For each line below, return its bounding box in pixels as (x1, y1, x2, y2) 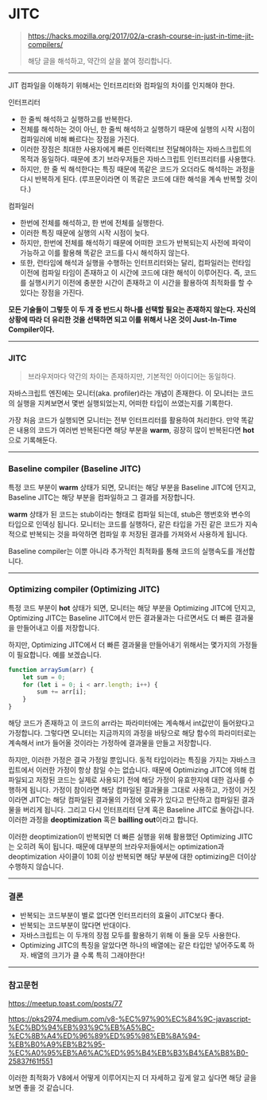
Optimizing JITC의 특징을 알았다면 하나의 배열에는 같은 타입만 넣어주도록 (19, 941, 246, 950)
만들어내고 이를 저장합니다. (16, 623, 100, 632)
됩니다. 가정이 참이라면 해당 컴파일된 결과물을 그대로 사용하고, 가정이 (29, 785, 242, 795)
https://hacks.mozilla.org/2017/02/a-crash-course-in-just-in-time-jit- (27, 31, 254, 41)
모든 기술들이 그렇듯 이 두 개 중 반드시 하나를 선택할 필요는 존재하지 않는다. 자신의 (8, 304, 257, 314)
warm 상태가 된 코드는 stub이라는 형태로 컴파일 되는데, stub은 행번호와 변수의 (8, 509, 251, 519)
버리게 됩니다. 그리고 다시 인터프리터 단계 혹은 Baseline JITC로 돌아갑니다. (22, 805, 254, 815)
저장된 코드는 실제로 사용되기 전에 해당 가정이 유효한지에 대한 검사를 (35, 775, 246, 785)
